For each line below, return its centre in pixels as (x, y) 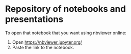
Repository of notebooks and (65, 9)
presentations (34, 19)
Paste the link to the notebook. (43, 47)
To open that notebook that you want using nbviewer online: (66, 33)
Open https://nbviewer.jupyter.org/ (47, 42)
